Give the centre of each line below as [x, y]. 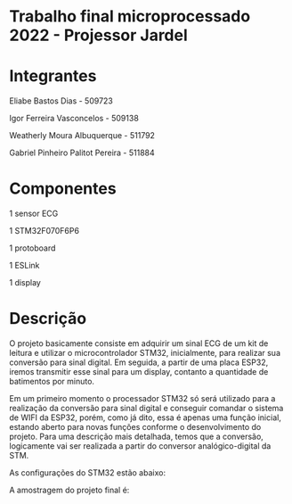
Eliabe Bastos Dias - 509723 [61, 101]
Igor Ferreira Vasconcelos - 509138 [74, 119]
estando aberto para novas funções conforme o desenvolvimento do [135, 427]
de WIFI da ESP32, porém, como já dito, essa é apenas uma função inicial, [146, 417]
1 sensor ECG [34, 214]
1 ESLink [24, 266]
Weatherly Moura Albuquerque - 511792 [82, 136]
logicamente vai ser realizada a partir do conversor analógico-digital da [140, 446]
